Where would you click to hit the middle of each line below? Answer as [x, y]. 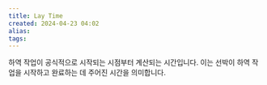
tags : [17, 38]
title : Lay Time [36, 16]
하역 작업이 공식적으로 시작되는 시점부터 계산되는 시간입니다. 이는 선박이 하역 [129, 62]
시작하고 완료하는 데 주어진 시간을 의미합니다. [95, 73]
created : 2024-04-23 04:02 [54, 23]
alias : [19, 31]
